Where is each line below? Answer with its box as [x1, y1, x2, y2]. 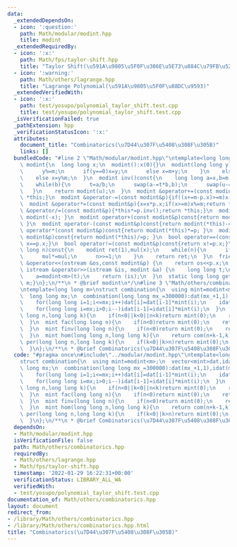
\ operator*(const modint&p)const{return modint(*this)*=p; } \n [20, 227, 213, 234]
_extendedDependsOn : [13, 17, 74, 24]
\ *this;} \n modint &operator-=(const [20, 194, 138, 201]
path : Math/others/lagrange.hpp [20, 76, 115, 83]
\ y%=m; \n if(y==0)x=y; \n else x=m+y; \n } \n [20, 167, 210, 175]
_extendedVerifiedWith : [13, 89, 83, 96]
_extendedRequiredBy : [13, 43, 78, 50]
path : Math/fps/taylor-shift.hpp [20, 56, 119, 64]
